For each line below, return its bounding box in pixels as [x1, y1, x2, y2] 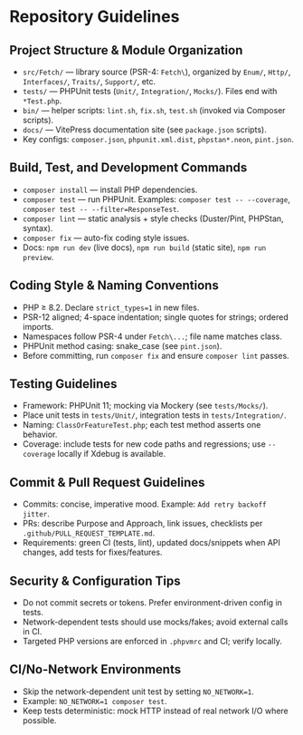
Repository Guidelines [9, 6, 180, 27]
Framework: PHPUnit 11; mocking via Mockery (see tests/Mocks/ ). [22, 401, 269, 411]
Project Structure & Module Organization [9, 43, 243, 58]
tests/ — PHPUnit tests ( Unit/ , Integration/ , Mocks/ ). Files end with [22, 86, 278, 96]
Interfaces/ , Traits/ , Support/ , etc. [22, 76, 156, 87]
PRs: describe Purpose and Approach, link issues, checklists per [22, 518, 263, 529]
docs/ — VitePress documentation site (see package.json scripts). [22, 124, 267, 135]
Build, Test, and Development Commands [9, 160, 248, 176]
